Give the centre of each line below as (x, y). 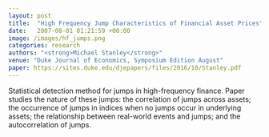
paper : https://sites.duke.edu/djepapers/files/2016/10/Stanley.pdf (125, 68)
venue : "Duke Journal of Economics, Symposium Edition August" (116, 61)
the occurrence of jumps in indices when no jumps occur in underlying (125, 107)
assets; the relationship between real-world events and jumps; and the (124, 116)
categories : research (44, 46)
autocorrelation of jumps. (50, 124)
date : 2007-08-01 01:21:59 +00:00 (69, 30)
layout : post (30, 16)
